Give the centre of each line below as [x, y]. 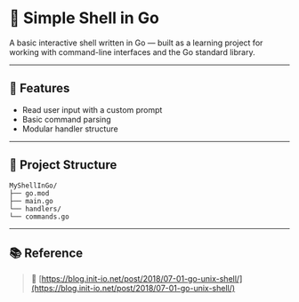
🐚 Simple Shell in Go [85, 18]
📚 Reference [46, 253]
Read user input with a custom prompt [92, 109]
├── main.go [31, 201]
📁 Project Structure [63, 165]
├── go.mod [29, 193]
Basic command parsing [66, 119]
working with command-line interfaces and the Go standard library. [132, 52]
